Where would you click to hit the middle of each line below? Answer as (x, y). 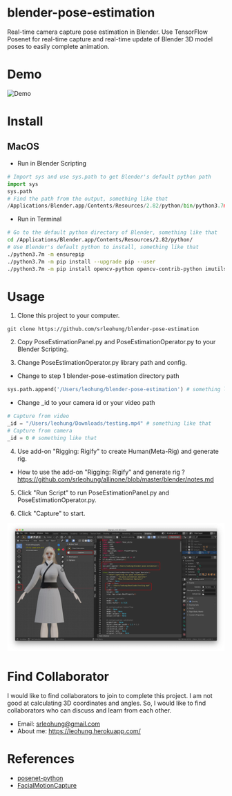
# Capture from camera (40, 431)
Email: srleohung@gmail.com (59, 724)
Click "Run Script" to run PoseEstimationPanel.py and (93, 492)
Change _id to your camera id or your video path (86, 403)
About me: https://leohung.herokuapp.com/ (79, 731)
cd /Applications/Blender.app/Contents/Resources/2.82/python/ (100, 240)
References (41, 759)
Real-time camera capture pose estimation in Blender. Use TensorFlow (108, 32)
